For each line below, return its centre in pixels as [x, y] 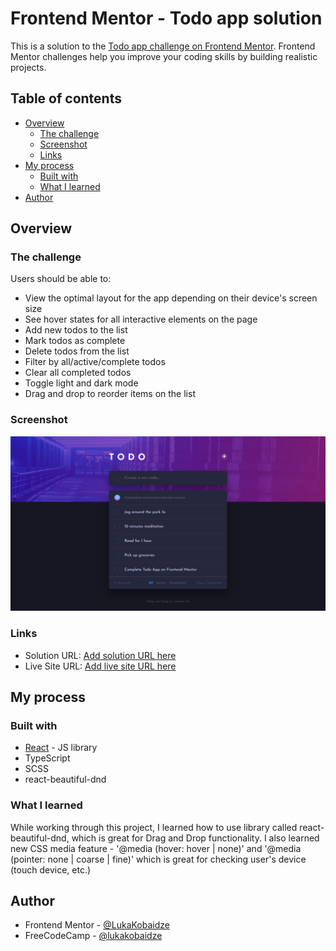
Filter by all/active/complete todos [95, 362]
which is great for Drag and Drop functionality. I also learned [195, 838]
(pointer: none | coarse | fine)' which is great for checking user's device [158, 859]
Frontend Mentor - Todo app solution [166, 18]
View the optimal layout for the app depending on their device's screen [171, 298]
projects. [28, 67]
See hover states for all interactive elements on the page [141, 319]
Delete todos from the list [77, 351]
